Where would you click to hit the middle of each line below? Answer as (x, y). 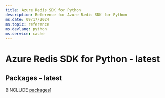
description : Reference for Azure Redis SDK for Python (66, 15)
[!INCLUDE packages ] (28, 90)
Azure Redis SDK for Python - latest (83, 59)
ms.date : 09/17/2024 (27, 19)
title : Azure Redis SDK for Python (43, 10)
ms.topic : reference (27, 24)
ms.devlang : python (26, 29)
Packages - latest (34, 78)
